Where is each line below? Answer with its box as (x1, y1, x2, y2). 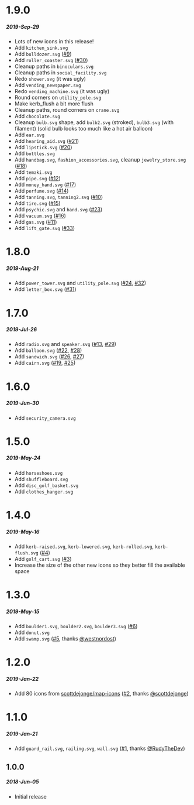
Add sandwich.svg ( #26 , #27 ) (14, 353, 85, 360)
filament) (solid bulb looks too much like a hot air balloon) (14, 125, 153, 132)
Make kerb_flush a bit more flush (14, 100, 93, 107)
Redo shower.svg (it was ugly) (14, 76, 86, 83)
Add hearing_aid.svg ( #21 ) (14, 138, 79, 145)
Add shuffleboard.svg (14, 475, 68, 482)
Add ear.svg (14, 131, 45, 138)
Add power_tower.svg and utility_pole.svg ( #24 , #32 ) (14, 279, 147, 287)
